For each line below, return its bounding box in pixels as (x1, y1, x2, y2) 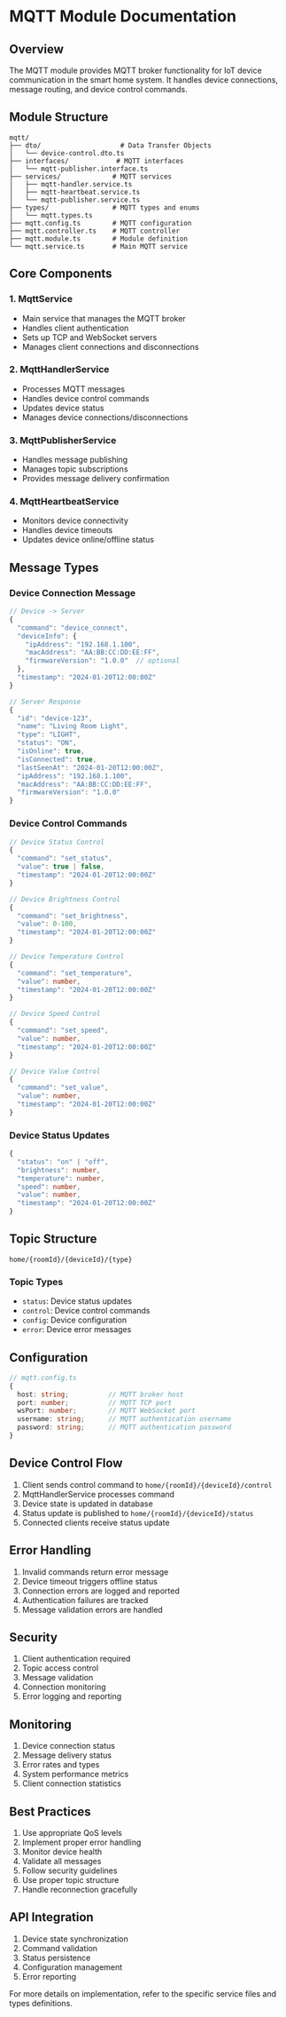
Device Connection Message (9, 586, 136, 599)
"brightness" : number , (17, 1165, 101, 1174)
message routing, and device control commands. (9, 84, 188, 94)
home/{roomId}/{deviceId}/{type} (9, 1255, 133, 1264)
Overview (9, 42, 65, 57)
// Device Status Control (9, 838, 104, 846)
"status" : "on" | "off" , (17, 1157, 109, 1166)
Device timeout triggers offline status (21, 1576, 158, 1586)
